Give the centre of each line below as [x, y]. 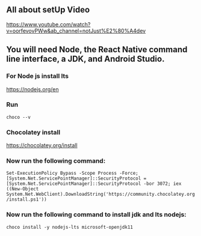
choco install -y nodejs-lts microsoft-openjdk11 [70, 227]
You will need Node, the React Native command [97, 50]
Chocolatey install [33, 132]
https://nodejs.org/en [32, 89]
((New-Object [23, 189]
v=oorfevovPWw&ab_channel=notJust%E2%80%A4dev [76, 31]
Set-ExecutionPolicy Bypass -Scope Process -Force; [72, 174]
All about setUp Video [48, 10]
